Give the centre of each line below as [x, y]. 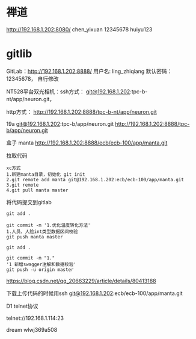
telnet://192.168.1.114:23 [35, 318]
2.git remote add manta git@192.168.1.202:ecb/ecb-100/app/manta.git [95, 179]
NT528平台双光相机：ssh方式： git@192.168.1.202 [68, 92]
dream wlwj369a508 [32, 329]
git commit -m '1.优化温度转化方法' [48, 225]
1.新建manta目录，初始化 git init [46, 174]
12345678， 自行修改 [32, 78]
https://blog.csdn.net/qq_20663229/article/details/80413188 [81, 281]
